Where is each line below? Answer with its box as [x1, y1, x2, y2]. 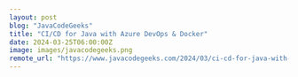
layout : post [9, 12, 58, 22]
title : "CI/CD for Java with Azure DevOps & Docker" [9, 29, 208, 38]
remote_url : [9, 54, 53, 63]
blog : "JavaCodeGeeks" [9, 21, 93, 30]
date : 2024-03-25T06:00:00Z [9, 37, 114, 47]
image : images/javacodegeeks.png [9, 46, 133, 55]
